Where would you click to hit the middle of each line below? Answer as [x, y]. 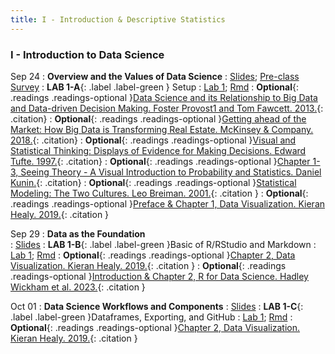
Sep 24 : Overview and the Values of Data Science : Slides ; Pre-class [155, 76]
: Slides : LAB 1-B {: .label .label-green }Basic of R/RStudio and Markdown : [163, 244]
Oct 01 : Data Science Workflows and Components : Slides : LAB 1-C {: [157, 306]
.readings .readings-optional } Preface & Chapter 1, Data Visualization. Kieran [168, 203]
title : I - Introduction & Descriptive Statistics [118, 19]
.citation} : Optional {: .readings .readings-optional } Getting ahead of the [158, 118]
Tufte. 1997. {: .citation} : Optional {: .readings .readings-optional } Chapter [160, 161]
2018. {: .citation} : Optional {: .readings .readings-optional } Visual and [153, 140]
